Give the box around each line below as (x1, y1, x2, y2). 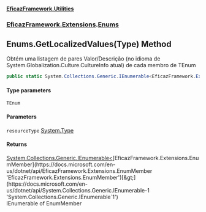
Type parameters (6, 86, 51, 94)
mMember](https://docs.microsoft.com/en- (6, 161, 116, 168)
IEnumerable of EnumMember (6, 199, 82, 207)
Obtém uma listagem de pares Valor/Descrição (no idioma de (6, 55, 161, 62)
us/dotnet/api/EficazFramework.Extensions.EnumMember (6, 167, 153, 174)
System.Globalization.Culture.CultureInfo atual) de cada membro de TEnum (6, 62, 196, 69)
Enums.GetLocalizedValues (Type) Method (6, 38, 172, 49)
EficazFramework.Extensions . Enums (6, 20, 120, 29)
